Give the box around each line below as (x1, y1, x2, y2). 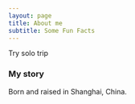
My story (8, 69, 44, 80)
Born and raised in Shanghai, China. (8, 86, 127, 96)
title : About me (8, 19, 63, 27)
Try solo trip (8, 49, 48, 58)
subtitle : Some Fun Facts (8, 26, 95, 34)
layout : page (8, 11, 52, 20)
